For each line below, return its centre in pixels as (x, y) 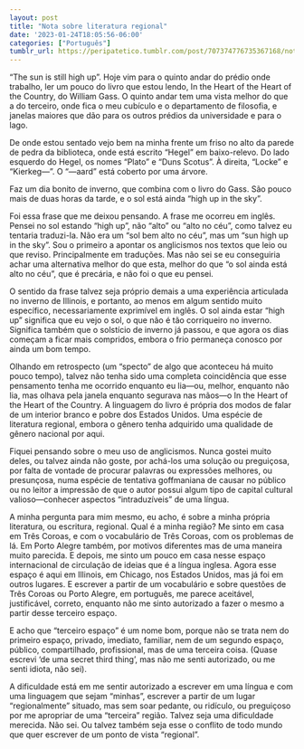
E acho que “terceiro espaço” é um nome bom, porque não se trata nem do (149, 630)
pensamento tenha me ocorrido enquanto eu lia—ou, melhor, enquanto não (149, 386)
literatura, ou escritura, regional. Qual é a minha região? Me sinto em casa (147, 526)
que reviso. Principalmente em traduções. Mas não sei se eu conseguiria (145, 255)
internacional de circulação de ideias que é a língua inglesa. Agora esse (143, 565)
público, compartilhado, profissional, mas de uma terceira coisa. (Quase (143, 650)
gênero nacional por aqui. (57, 434)
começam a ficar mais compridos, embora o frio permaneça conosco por (146, 339)
